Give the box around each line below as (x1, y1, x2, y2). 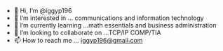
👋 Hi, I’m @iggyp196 (13, 7, 72, 14)
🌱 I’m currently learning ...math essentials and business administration (13, 21, 217, 29)
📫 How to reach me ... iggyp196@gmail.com (13, 37, 143, 44)
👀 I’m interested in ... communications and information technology (13, 14, 205, 22)
